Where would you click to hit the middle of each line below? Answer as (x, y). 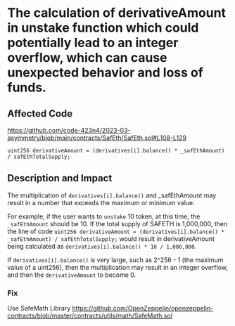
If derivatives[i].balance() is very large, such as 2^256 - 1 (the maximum (115, 260)
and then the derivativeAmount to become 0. (72, 275)
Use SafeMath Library (39, 308)
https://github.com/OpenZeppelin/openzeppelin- (143, 308)
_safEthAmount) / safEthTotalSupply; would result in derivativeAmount (111, 239)
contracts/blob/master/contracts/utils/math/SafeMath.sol (90, 316)
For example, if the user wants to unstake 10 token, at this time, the (104, 216)
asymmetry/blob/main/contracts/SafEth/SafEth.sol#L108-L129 (97, 138)
